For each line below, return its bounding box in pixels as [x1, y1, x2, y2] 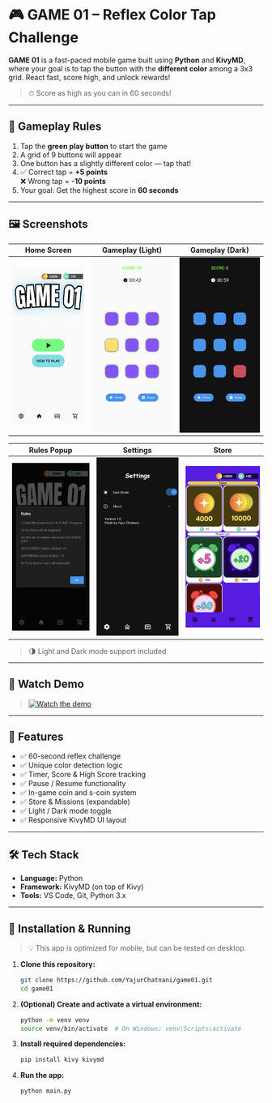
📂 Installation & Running [8, 921, 131, 935]
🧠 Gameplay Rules [8, 120, 102, 134]
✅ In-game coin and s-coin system [19, 788, 137, 797]
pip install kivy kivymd [19, 1056, 104, 1064]
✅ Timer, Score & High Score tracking [19, 770, 147, 780]
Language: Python [19, 874, 83, 883]
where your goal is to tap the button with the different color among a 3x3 [8, 63, 253, 73]
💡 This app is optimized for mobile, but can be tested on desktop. [28, 943, 247, 952]
